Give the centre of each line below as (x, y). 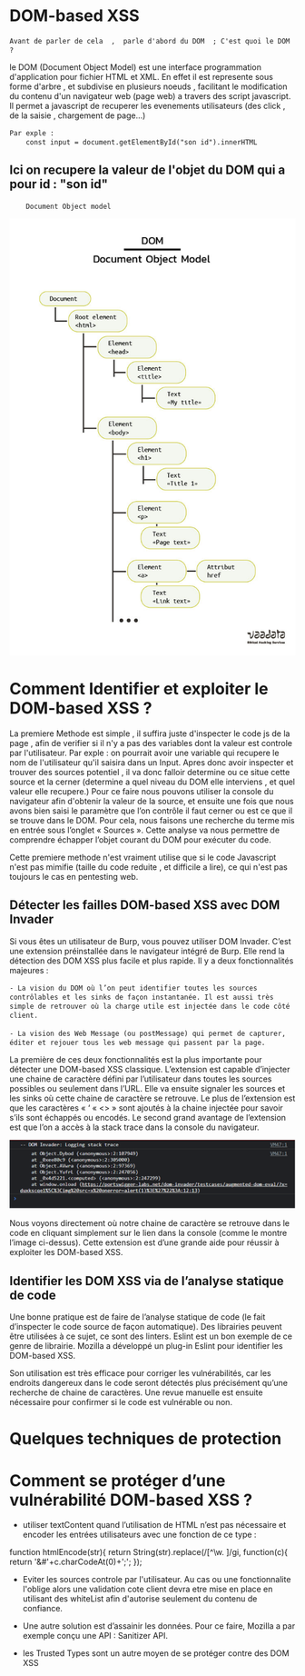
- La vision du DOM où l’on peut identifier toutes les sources (133, 988)
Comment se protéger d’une (118, 1480)
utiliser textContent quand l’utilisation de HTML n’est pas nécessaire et (154, 1525)
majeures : (29, 970)
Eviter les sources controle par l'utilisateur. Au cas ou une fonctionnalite (157, 1580)
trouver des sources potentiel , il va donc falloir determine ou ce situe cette (150, 772)
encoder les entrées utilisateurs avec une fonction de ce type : (139, 1535)
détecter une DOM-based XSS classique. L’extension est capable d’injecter (150, 1069)
